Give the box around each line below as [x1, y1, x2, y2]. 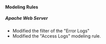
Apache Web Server [5, 15, 48, 21]
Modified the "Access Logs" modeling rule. [12, 33, 101, 39]
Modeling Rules [5, 4, 38, 10]
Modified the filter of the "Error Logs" [12, 28, 90, 34]
